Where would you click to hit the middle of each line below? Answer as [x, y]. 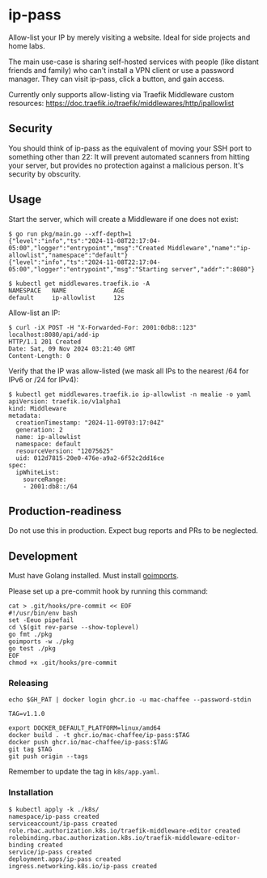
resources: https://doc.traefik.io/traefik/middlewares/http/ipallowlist [121, 103]
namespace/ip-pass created [54, 816]
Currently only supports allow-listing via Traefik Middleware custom [121, 94]
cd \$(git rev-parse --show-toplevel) [74, 628]
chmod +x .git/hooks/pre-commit [63, 663]
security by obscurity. [44, 174]
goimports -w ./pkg [41, 641]
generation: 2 [39, 430]
